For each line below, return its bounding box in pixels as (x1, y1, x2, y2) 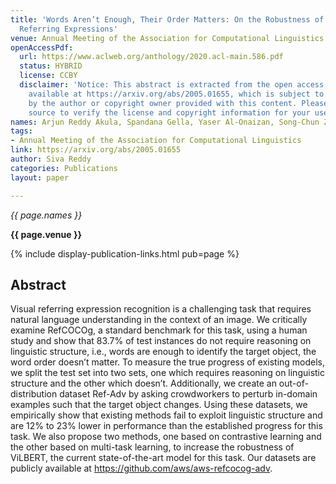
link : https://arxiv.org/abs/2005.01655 (10, 145, 182, 155)
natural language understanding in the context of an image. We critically (10, 314, 308, 326)
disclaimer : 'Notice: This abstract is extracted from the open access (19, 80, 325, 90)
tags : (10, 126, 33, 136)
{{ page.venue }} (10, 228, 83, 240)
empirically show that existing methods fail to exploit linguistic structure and (10, 409, 323, 421)
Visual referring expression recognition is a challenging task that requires (10, 303, 312, 315)
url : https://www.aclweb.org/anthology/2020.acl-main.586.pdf (19, 52, 284, 62)
